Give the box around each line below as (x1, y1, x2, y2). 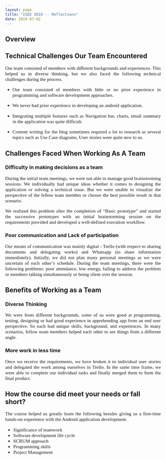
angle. (5, 334, 17, 340)
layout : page (5, 7, 32, 12)
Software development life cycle (13, 432, 75, 438)
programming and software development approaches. (12, 92, 114, 98)
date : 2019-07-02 (5, 16, 41, 21)
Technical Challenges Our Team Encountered (5, 52, 147, 60)
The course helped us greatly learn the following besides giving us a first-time (5, 411, 161, 417)
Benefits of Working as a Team (5, 286, 101, 294)
